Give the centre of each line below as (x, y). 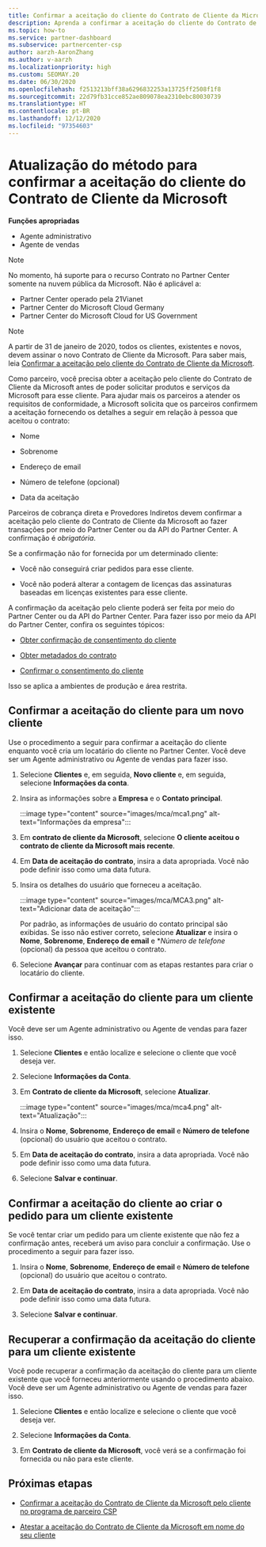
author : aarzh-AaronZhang (51, 52)
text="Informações (50, 822)
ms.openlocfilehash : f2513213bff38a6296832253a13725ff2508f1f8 (115, 89)
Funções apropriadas (44, 220)
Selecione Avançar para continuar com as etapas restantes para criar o (136, 964)
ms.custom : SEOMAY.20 (44, 74)
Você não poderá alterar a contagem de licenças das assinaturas (125, 583)
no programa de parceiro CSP (68, 1511)
